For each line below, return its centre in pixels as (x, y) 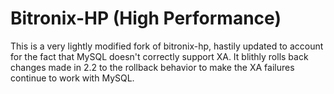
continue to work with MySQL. (72, 78)
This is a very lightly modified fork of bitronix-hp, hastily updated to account (167, 46)
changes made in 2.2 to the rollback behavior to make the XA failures (152, 67)
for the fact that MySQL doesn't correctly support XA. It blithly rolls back (159, 56)
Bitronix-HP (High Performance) (146, 18)
